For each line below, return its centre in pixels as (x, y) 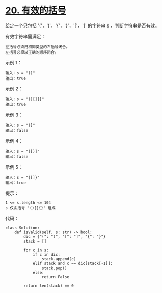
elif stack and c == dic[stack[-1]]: (73, 263)
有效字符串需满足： (25, 36)
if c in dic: (46, 255)
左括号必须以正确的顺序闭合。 (32, 52)
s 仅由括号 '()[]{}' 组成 (31, 208)
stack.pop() (54, 268)
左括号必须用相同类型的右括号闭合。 (38, 47)
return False (56, 277)
